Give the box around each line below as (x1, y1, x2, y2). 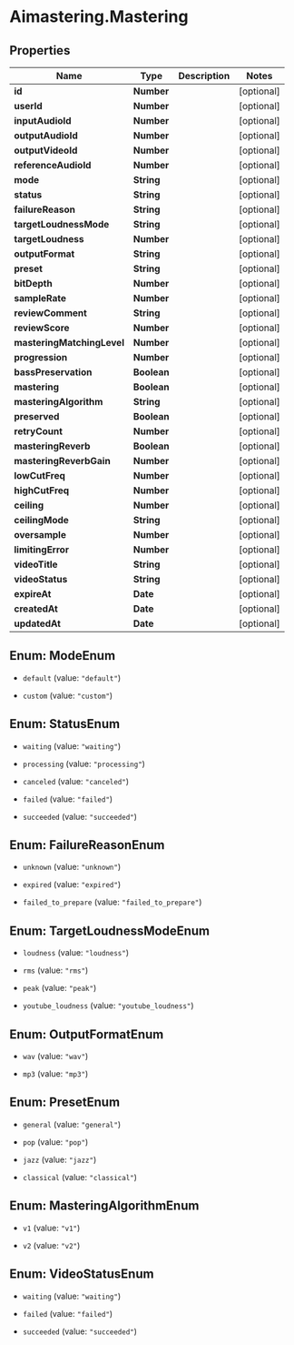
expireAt (14, 588, 52, 600)
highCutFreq (14, 484, 70, 497)
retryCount (14, 425, 64, 438)
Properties (9, 43, 71, 58)
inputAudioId (14, 115, 72, 126)
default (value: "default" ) (22, 672, 121, 683)
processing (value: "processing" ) (22, 758, 145, 769)
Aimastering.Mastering (9, 6, 189, 27)
